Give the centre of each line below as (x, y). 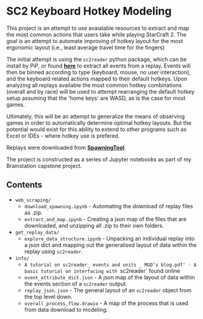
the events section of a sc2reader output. (76, 284)
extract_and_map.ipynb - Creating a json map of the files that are (105, 219)
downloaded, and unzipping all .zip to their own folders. (94, 225)
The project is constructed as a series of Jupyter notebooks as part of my (99, 159)
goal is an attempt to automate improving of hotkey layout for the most (94, 41)
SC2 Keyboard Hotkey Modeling (89, 11)
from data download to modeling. (66, 309)
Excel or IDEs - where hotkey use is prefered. (63, 136)
